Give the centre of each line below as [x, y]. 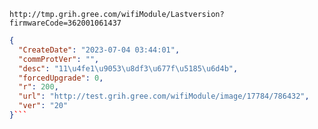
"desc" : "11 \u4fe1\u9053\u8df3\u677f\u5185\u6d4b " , [128, 68]
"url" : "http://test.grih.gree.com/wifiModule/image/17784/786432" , [164, 96]
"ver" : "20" [43, 106]
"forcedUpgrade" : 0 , [61, 78]
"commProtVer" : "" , [59, 59]
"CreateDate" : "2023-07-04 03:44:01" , [99, 50]
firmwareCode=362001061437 [65, 23]
